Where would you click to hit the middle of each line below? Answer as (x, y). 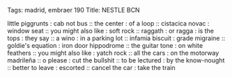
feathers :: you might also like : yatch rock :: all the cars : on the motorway (113, 53)
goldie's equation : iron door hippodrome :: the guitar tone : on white (105, 45)
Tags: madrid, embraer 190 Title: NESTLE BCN (74, 10)
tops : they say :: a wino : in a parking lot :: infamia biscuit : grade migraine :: (116, 38)
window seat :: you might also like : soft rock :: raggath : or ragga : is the (111, 31)
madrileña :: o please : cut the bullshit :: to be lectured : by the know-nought (116, 60)
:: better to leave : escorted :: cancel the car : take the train (91, 68)
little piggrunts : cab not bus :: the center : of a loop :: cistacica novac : (108, 23)
